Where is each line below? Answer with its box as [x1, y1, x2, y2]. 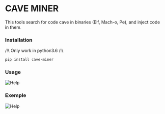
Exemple [5, 92, 27, 99]
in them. [5, 24, 22, 30]
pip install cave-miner [5, 57, 54, 62]
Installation [5, 36, 33, 43]
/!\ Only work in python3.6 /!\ [5, 47, 64, 54]
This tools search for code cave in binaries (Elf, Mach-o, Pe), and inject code [5, 19, 160, 25]
